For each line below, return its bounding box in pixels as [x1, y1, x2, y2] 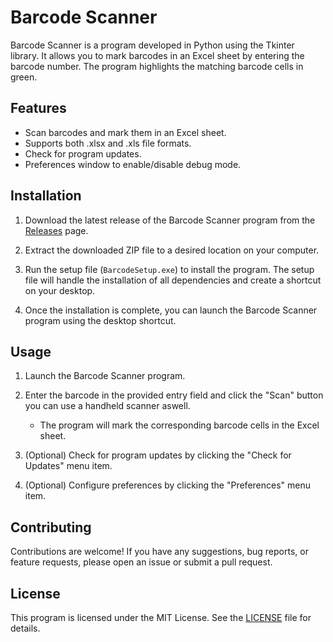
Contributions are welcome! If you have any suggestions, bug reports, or [10, 546, 309, 558]
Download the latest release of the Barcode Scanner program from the [24, 214, 316, 226]
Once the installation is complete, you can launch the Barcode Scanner [24, 304, 318, 316]
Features [10, 100, 67, 117]
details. [10, 622, 41, 634]
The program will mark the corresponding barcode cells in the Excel [39, 419, 320, 431]
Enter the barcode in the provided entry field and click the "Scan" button [24, 389, 324, 401]
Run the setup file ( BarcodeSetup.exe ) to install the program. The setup [24, 263, 315, 275]
